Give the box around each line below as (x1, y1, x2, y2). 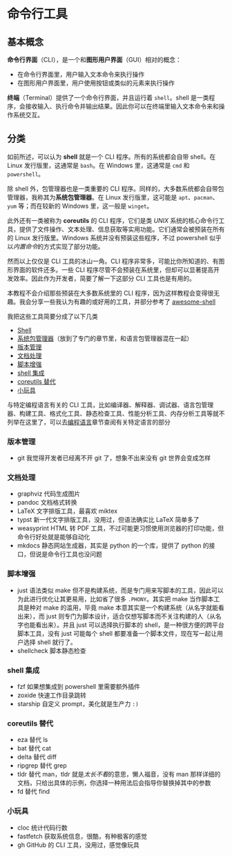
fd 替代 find (17, 788, 50, 796)
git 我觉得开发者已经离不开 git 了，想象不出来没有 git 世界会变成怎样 (17, 454, 211, 463)
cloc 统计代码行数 (17, 823, 68, 832)
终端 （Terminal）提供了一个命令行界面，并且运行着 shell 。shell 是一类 (7, 94, 209, 101)
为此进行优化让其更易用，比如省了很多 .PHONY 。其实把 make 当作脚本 (17, 594, 214, 603)
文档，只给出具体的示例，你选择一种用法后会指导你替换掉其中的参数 (17, 779, 211, 787)
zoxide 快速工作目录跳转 (17, 691, 87, 699)
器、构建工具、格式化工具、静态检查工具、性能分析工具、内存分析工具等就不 (7, 409, 225, 418)
